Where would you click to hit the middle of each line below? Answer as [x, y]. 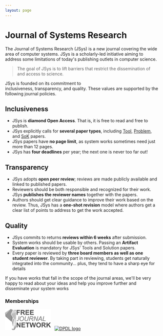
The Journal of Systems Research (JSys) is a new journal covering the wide [81, 48]
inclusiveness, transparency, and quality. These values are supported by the [82, 89]
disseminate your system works [37, 288]
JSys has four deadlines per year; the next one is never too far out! [80, 152]
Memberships [22, 301]
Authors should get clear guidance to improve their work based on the [83, 200]
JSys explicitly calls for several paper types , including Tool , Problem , [82, 131]
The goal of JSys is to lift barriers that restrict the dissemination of [83, 68]
